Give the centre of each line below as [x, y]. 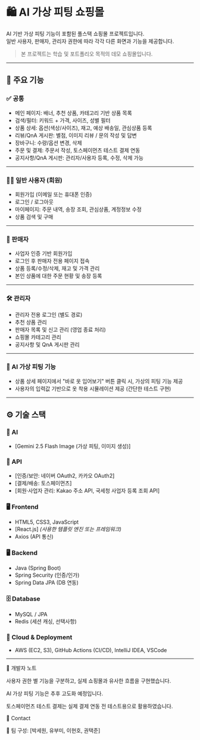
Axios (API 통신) [34, 537]
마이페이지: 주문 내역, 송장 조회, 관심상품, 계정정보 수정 [78, 209]
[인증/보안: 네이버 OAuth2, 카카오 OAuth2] [65, 475]
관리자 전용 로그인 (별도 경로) [49, 314]
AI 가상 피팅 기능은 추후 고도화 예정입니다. [55, 693]
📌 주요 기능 [25, 80]
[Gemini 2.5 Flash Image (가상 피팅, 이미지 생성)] [73, 446]
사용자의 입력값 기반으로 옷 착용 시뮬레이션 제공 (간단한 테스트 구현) [93, 389]
